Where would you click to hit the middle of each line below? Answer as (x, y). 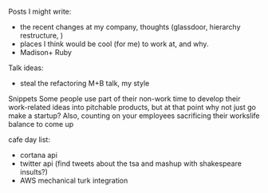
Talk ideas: (26, 68)
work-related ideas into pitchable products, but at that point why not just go (132, 107)
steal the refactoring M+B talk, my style (85, 83)
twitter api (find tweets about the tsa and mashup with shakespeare (130, 163)
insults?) (33, 172)
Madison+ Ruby (45, 52)
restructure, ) (41, 35)
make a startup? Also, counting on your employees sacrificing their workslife (134, 116)
